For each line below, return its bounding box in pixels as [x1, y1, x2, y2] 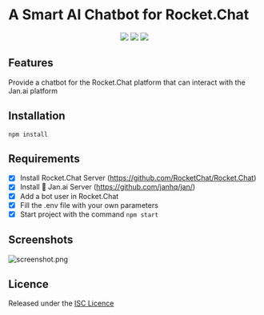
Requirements [8, 152, 80, 165]
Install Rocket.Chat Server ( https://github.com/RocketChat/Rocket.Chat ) [19, 173, 257, 183]
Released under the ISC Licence [8, 298, 114, 309]
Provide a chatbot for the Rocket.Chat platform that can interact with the [8, 78, 246, 87]
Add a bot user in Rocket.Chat [19, 191, 119, 201]
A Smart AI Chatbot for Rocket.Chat [8, 6, 250, 24]
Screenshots [8, 233, 74, 247]
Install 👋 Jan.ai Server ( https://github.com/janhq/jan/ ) [19, 182, 196, 192]
